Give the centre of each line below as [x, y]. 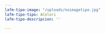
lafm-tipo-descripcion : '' [33, 19]
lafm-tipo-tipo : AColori [30, 14]
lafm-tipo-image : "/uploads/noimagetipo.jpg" [52, 10]
